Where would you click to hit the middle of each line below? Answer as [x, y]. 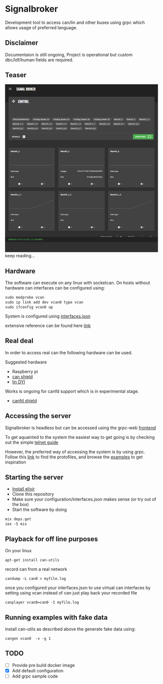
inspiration [16, 462]
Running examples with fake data [56, 617]
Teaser [16, 75]
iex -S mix [16, 524]
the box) [20, 504]
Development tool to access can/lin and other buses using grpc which [75, 22]
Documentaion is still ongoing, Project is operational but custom [69, 54]
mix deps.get [18, 519]
